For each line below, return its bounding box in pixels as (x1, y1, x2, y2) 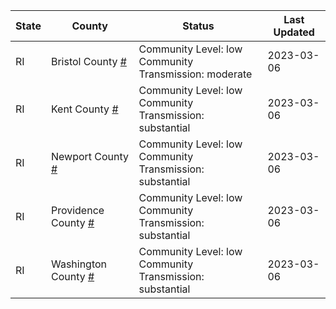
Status (182, 19, 215, 33)
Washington (50, 257, 108, 271)
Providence (50, 204, 105, 217)
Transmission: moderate (138, 67, 253, 81)
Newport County (50, 150, 130, 163)
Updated (273, 25, 315, 39)
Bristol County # (50, 55, 127, 68)
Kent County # (50, 102, 119, 116)
